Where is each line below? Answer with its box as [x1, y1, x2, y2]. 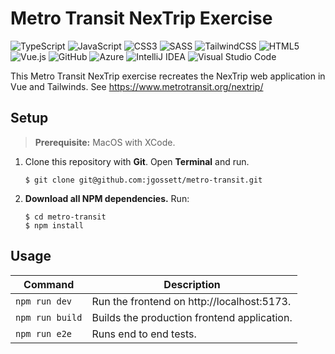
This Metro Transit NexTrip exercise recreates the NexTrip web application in [10, 70, 326, 82]
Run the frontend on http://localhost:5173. [91, 294, 292, 308]
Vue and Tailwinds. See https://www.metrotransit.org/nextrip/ [10, 80, 264, 92]
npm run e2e [15, 328, 73, 339]
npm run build [15, 312, 83, 323]
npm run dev [15, 295, 73, 307]
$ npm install [24, 220, 84, 231]
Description [163, 277, 221, 291]
